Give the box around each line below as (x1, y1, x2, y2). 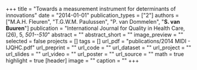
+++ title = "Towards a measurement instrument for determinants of (5, 5, 176, 12)
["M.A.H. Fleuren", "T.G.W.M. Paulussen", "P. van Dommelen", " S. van (5, 18, 181, 25)
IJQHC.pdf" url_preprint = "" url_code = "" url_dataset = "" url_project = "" (5, 44, 192, 51)
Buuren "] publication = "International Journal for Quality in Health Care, (5, 24, 185, 32)
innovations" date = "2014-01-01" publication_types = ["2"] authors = (5, 12, 179, 19)
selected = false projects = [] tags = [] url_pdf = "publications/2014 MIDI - (5, 38, 191, 44)
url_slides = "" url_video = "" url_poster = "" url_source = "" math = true (5, 51, 184, 57)
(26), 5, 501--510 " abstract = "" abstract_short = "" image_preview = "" (5, 31, 184, 38)
